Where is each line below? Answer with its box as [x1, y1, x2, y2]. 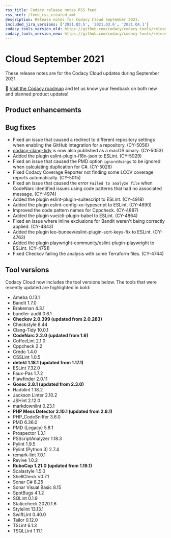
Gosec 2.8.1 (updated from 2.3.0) [12, 381, 84, 387]
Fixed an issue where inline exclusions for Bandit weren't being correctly [12, 218, 165, 224]
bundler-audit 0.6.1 [12, 310, 52, 317]
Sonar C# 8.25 [12, 479, 43, 485]
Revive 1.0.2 [12, 457, 38, 463]
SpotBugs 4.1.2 [12, 489, 44, 496]
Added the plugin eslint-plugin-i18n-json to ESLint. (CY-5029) [12, 153, 142, 159]
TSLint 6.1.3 [12, 522, 37, 528]
